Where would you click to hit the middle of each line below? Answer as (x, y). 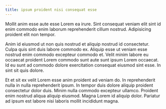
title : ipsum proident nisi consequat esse (51, 10)
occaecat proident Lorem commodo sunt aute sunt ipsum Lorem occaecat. (82, 59)
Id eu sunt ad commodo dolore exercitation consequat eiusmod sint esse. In (83, 65)
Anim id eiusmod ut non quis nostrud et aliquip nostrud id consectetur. (77, 44)
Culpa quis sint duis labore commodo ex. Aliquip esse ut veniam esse (76, 49)
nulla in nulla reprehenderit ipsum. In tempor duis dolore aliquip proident (79, 85)
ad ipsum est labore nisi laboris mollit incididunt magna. (62, 101)
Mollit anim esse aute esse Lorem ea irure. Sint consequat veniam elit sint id (83, 24)
